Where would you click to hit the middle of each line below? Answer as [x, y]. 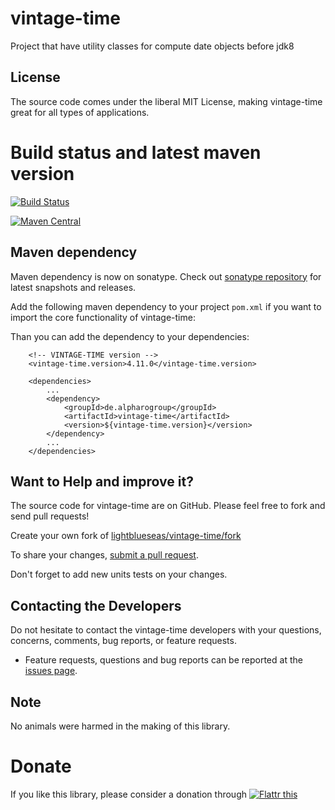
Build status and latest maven [136, 152]
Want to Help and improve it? [102, 481]
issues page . [51, 671]
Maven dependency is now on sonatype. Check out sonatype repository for [166, 276]
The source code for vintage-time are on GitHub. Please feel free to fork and [168, 506]
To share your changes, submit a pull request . [104, 555]
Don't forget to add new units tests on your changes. [119, 574]
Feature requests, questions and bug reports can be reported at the [163, 660]
